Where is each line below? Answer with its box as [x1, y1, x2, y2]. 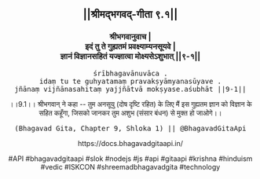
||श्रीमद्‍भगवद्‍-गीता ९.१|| [82, 8, 178, 21]
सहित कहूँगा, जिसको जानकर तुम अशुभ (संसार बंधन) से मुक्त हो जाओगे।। [38, 108, 222, 118]
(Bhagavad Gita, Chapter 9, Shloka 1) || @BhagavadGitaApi [13, 123, 247, 133]
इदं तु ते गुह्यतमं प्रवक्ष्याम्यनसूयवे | [84, 41, 177, 52]
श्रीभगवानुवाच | [109, 31, 152, 42]
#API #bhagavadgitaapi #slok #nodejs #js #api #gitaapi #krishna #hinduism [8, 154, 253, 163]
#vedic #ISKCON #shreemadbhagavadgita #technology [40, 162, 221, 171]
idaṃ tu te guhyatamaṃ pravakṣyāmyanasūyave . [38, 76, 222, 86]
